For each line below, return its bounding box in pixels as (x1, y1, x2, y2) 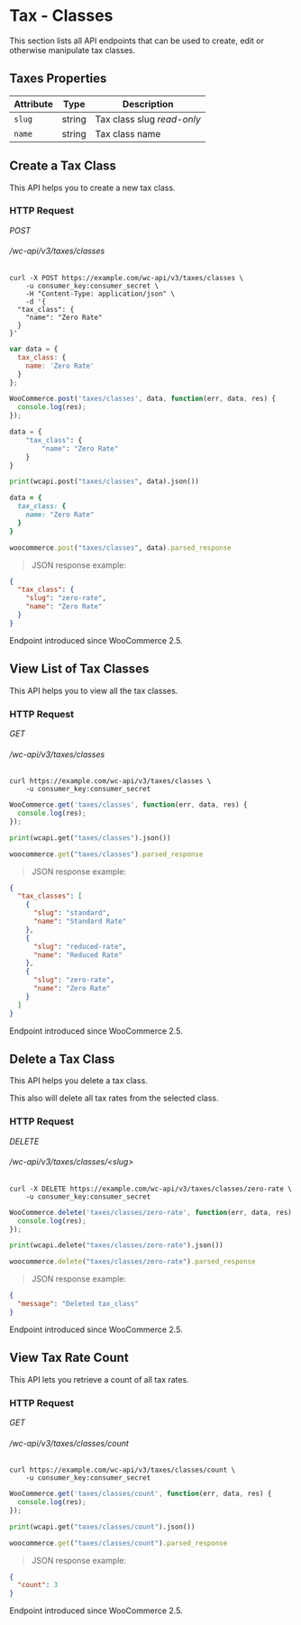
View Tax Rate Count (9, 1350, 129, 1365)
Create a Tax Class (9, 159, 117, 174)
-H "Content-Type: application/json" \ (25, 289, 176, 298)
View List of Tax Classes (9, 662, 150, 677)
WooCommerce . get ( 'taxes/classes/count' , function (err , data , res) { (9, 1489, 272, 1499)
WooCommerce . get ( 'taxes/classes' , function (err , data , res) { (9, 800, 248, 809)
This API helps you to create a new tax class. (9, 182, 176, 193)
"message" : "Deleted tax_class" (17, 1300, 140, 1309)
